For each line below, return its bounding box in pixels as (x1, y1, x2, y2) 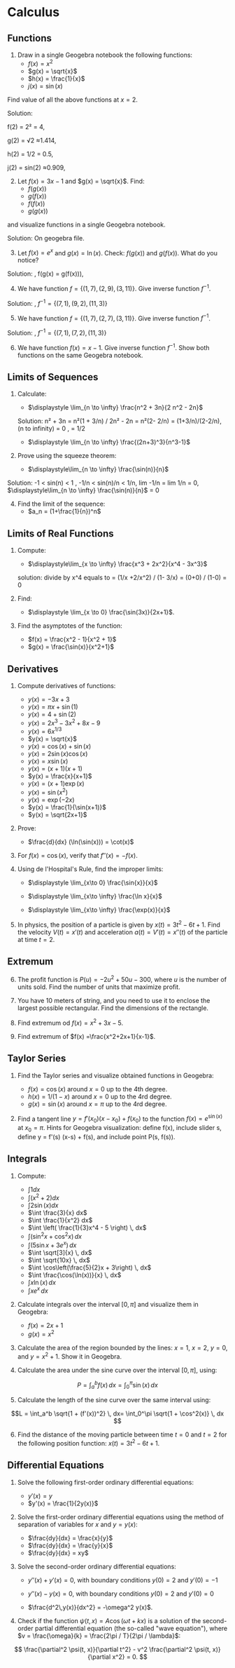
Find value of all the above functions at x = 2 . (7, 95, 138, 104)
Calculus (7, 4, 60, 20)
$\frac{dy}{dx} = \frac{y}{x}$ (27, 1541, 113, 1549)
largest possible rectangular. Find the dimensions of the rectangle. (17, 1004, 208, 1012)
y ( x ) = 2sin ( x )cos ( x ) (27, 750, 88, 758)
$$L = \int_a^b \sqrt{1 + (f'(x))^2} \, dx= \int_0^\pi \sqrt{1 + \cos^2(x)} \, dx (10, 1409, 225, 1418)
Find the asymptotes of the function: (17, 621, 122, 630)
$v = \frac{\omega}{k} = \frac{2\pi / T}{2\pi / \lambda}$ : (17, 1632, 180, 1640)
